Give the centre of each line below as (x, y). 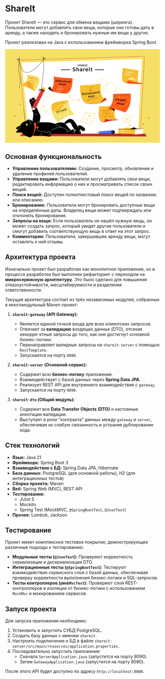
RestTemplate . (33, 350)
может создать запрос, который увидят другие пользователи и (79, 226)
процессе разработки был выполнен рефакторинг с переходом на (75, 274)
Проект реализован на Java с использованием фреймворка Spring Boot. (81, 42)
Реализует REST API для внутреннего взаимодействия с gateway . (87, 385)
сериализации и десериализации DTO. (53, 562)
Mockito (28, 504)
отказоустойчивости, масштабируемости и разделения (63, 285)
